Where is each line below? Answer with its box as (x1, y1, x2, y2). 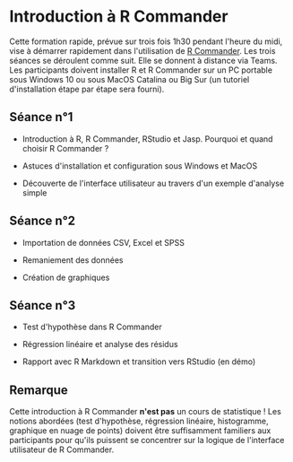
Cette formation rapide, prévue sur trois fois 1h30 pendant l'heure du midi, (9, 36, 283, 47)
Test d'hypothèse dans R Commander (22, 321, 163, 333)
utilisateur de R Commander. (9, 444, 115, 455)
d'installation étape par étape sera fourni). (9, 83, 165, 94)
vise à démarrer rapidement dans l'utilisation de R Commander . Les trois (9, 45, 276, 56)
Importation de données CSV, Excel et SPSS (22, 237, 185, 248)
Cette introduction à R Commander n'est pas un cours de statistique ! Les (9, 406, 282, 417)
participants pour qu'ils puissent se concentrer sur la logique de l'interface (9, 435, 285, 446)
